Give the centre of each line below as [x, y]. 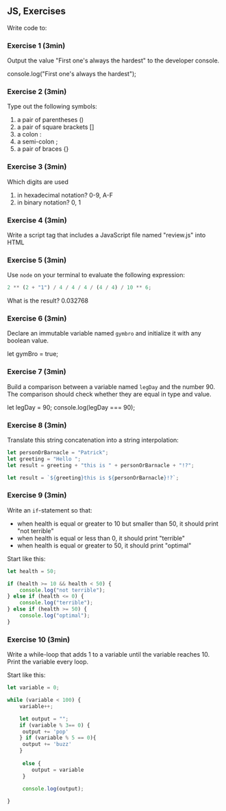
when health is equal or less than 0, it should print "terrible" [101, 538]
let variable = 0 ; [33, 688]
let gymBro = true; [33, 354]
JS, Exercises [37, 11]
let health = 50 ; [32, 571]
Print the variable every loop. [48, 662]
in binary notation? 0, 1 [49, 202]
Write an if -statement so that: [50, 510]
